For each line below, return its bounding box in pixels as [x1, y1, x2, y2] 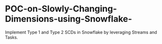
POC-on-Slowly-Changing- [5, 3, 117, 14]
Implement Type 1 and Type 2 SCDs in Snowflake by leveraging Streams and [5, 29, 157, 35]
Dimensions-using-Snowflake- [5, 13, 132, 24]
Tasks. [5, 34, 18, 40]
